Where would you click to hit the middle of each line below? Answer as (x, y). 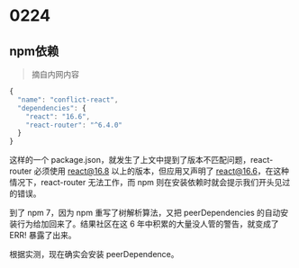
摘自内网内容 (55, 74)
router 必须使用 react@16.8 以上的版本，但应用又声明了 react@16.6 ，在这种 (149, 171)
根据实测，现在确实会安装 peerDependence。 (94, 255)
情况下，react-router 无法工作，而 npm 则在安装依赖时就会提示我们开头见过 (150, 183)
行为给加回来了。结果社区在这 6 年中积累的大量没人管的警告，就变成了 (148, 224)
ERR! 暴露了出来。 (43, 236)
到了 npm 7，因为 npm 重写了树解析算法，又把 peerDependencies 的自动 (145, 213)
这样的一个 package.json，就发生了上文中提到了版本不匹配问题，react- (141, 160)
